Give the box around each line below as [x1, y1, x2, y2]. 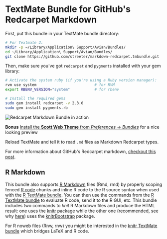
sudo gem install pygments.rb [5, 105, 68, 110]
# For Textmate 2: [5, 40, 43, 45]
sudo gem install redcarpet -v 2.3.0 [5, 100, 84, 105]
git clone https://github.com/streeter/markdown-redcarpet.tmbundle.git [5, 54, 160, 59]
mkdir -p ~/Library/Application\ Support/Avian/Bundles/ [5, 45, 126, 50]
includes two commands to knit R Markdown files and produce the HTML [5, 202, 156, 208]
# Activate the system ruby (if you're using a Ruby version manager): [5, 78, 157, 83]
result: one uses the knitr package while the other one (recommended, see [5, 208, 159, 214]
